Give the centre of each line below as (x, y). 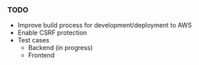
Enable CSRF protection (52, 32)
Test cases (33, 40)
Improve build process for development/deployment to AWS (104, 25)
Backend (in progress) (60, 48)
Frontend (41, 55)
